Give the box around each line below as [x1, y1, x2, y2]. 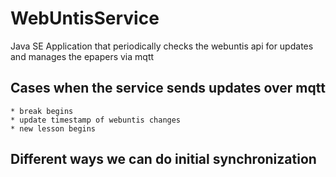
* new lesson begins [10, 123, 97, 134]
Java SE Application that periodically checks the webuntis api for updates [10, 40, 314, 52]
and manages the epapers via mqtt [10, 50, 155, 62]
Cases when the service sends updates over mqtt [10, 80, 326, 97]
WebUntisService [10, 7, 160, 30]
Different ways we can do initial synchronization [10, 151, 317, 168]
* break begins [10, 106, 74, 116]
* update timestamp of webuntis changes [10, 115, 182, 125]
